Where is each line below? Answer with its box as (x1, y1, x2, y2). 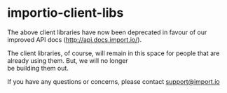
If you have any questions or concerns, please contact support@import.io (7, 77, 220, 85)
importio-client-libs (7, 5, 124, 21)
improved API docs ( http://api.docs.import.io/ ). (7, 35, 142, 43)
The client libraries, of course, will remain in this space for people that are (7, 49, 220, 57)
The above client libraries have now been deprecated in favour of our (7, 28, 207, 36)
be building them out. (7, 64, 69, 72)
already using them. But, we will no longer (7, 56, 128, 64)
